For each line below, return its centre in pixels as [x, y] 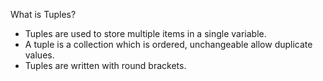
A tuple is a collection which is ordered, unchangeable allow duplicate [168, 44]
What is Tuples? [43, 14]
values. [39, 55]
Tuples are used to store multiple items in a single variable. [145, 33]
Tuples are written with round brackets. [105, 65]
